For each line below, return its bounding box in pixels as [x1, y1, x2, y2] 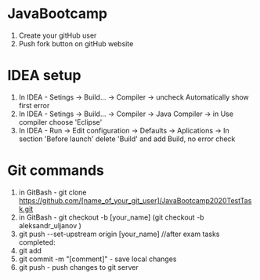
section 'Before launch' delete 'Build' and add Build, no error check [18, 134, 236, 144]
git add [18, 245, 42, 255]
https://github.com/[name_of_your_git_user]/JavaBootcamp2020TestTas [18, 195, 252, 205]
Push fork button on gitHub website [18, 38, 134, 48]
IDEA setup [7, 67, 81, 85]
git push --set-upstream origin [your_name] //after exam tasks [18, 229, 220, 238]
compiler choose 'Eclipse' [18, 117, 103, 126]
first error [18, 100, 50, 110]
